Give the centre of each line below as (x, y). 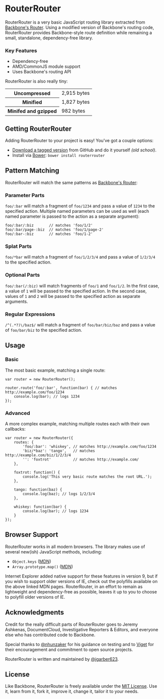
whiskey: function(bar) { (40, 507)
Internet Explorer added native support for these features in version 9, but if (82, 576)
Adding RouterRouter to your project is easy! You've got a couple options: (79, 141)
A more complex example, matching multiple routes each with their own (77, 424)
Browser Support (32, 535)
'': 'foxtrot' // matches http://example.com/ (81, 460)
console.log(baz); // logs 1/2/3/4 (59, 494)
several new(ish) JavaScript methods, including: (54, 552)
